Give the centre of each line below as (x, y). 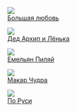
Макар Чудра (28, 80)
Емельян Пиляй (31, 59)
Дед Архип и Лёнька (38, 38)
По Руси (20, 101)
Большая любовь (33, 18)
